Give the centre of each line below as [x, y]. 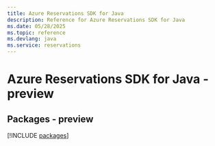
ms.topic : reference [37, 33]
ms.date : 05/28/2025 [37, 26]
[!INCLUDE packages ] [38, 135]
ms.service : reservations [44, 45]
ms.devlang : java [32, 39]
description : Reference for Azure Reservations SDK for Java [96, 20]
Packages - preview [50, 119]
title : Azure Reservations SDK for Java [66, 13]
